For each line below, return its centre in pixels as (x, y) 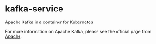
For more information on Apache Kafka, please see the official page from (78, 31)
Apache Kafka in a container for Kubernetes (49, 22)
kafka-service (34, 9)
